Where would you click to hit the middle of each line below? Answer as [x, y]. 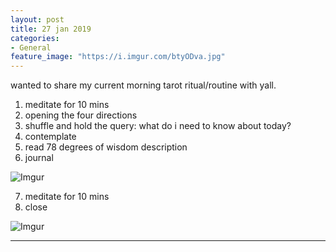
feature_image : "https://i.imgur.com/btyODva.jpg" [118, 57]
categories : [35, 38]
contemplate [50, 137]
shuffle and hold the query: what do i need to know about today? [158, 126]
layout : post [37, 19]
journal [39, 158]
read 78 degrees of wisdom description [106, 147]
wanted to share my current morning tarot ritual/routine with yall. [143, 85]
